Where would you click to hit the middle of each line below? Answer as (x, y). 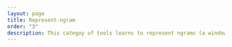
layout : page (26, 13)
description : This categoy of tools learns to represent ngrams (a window (117, 33)
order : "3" (23, 26)
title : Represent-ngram (41, 20)
